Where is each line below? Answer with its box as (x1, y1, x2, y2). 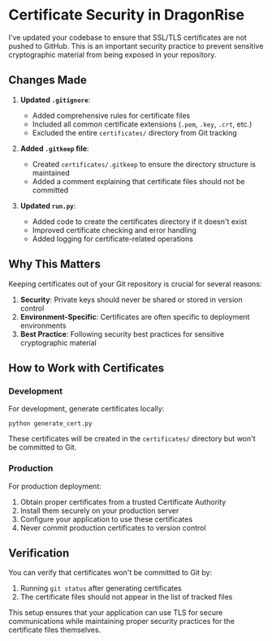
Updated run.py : (19, 200, 76, 210)
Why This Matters (8, 257, 101, 271)
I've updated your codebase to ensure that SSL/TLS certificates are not (8, 32, 248, 42)
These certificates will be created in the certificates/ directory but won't (8, 434, 256, 444)
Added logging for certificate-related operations (32, 234, 193, 243)
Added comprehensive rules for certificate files (32, 110, 191, 120)
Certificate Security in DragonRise (8, 6, 245, 24)
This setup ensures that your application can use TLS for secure (8, 608, 223, 617)
